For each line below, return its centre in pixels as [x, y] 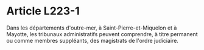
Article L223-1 [43, 11]
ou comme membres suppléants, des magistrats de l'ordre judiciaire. [92, 40]
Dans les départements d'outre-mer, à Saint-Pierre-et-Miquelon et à [92, 28]
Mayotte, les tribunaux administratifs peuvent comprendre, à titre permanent [102, 34]
